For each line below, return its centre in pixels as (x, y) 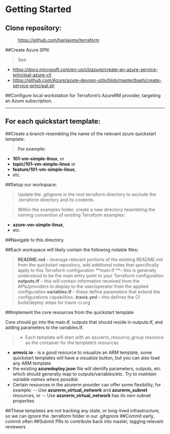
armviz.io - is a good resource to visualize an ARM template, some (82, 352)
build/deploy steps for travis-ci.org (54, 302)
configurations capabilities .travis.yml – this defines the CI (79, 297)
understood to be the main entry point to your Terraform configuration (91, 275)
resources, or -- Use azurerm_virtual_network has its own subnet (82, 395)
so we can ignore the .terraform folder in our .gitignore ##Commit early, (80, 416)
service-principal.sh (33, 85)
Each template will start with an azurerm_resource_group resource (94, 337)
